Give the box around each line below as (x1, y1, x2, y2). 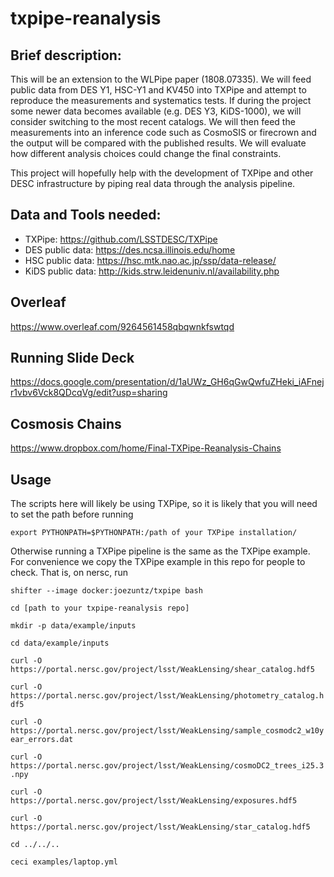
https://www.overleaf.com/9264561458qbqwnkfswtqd (10, 320, 235, 332)
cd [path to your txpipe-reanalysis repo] (10, 603, 190, 614)
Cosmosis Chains (10, 415, 122, 432)
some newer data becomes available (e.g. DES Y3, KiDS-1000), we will (10, 105, 302, 117)
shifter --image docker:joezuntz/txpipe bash (10, 586, 203, 596)
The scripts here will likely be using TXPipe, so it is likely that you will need (10, 498, 318, 510)
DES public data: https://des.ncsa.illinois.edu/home (24, 243, 236, 256)
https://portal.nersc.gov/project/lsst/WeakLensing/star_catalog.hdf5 (10, 822, 311, 832)
